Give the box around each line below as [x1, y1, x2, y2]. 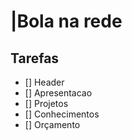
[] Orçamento [24, 119, 81, 130]
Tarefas [10, 50, 60, 67]
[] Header [24, 76, 65, 88]
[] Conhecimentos [24, 108, 100, 120]
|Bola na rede [10, 10, 123, 33]
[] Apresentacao [24, 87, 93, 99]
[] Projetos [24, 98, 69, 109]
